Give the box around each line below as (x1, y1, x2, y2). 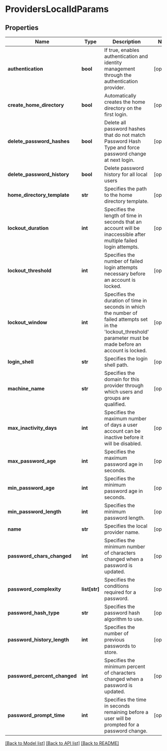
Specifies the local (104, 523, 148, 529)
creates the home (104, 98, 146, 105)
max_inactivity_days (7, 425, 57, 431)
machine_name (7, 385, 45, 392)
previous (104, 636, 125, 643)
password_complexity (7, 586, 61, 593)
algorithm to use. (104, 616, 144, 623)
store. (104, 649, 118, 656)
